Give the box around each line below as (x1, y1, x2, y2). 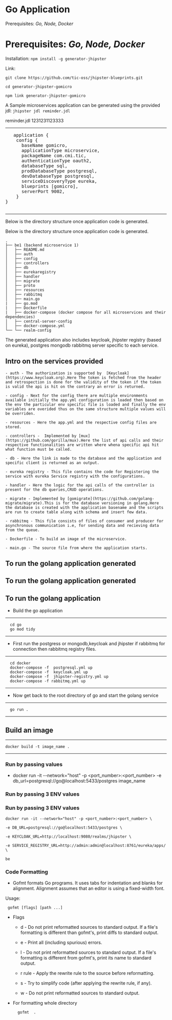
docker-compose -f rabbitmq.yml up (10, 678, 86, 684)
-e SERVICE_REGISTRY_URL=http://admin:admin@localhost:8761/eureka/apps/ (5, 843, 166, 848)
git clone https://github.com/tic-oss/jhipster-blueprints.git (5, 75, 143, 80)
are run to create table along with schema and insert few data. (5, 509, 147, 515)
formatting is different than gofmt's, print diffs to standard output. (20, 929, 159, 936)
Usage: (5, 895, 20, 901)
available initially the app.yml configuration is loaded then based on (5, 397, 164, 402)
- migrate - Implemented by (5, 496, 66, 501)
